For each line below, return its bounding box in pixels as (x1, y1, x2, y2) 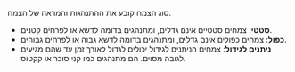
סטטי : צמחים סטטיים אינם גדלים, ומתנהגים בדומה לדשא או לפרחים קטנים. (20, 25, 273, 35)
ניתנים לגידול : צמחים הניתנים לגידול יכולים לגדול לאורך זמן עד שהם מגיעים (20, 44, 272, 54)
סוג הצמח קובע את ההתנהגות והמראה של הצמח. (7, 8, 172, 18)
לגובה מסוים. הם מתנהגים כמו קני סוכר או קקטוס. (20, 53, 186, 63)
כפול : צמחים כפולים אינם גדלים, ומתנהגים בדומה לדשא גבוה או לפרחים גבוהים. (20, 35, 287, 44)
